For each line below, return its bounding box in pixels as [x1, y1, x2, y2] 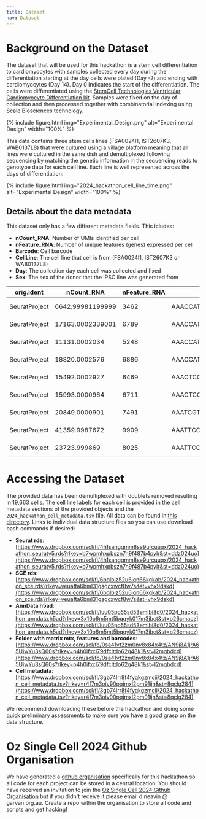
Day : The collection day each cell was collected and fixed [15, 267, 161, 274]
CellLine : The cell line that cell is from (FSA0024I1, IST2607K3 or [15, 254, 180, 262]
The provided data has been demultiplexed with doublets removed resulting [6, 492, 197, 500]
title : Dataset [6, 9, 45, 15]
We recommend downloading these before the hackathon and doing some [6, 705, 194, 713]
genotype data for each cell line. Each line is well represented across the [6, 163, 190, 171]
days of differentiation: [6, 170, 64, 177]
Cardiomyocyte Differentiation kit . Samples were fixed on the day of [6, 94, 178, 101]
